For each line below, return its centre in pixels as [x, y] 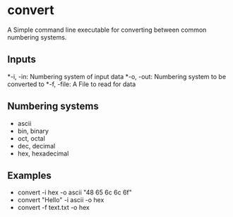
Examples [29, 175]
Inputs [22, 60]
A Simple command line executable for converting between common [107, 30]
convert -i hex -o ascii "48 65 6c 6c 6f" [75, 192]
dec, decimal [36, 146]
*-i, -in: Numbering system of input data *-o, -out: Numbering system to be [117, 76]
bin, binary [33, 131]
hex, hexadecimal [43, 153]
